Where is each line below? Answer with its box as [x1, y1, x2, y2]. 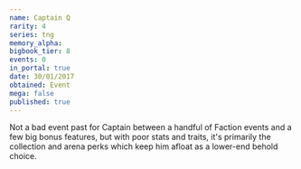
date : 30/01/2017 [9, 72, 75, 81]
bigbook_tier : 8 [9, 47, 71, 56]
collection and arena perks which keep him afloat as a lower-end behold [9, 141, 278, 152]
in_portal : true [9, 64, 71, 73]
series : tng [9, 30, 54, 39]
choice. [9, 151, 38, 162]
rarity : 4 [9, 22, 47, 31]
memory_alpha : [9, 38, 63, 48]
